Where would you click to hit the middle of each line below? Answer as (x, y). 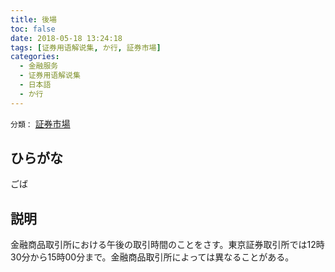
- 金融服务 (39, 66)
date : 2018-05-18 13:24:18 (66, 38)
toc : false (33, 29)
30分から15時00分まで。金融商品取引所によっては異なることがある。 (152, 257)
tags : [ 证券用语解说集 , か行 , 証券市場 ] (86, 47)
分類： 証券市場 (40, 123)
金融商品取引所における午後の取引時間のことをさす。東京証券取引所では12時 (167, 245)
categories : (35, 57)
